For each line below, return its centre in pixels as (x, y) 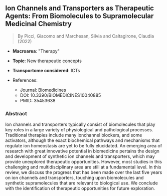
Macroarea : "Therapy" (36, 51)
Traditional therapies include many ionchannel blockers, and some (74, 135)
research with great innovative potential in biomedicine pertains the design (82, 151)
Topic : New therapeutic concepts (47, 61)
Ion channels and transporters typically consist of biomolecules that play (80, 124)
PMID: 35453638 (38, 100)
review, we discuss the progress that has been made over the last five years (84, 172)
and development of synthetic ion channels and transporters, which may (80, 156)
